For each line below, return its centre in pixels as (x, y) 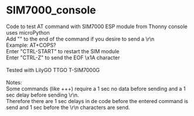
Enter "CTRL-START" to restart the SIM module (63, 51)
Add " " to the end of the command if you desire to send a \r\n (80, 39)
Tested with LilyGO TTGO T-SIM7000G (53, 70)
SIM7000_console (51, 10)
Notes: (14, 82)
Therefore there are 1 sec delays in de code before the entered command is (97, 101)
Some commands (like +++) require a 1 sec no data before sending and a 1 (96, 88)
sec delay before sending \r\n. (42, 95)
